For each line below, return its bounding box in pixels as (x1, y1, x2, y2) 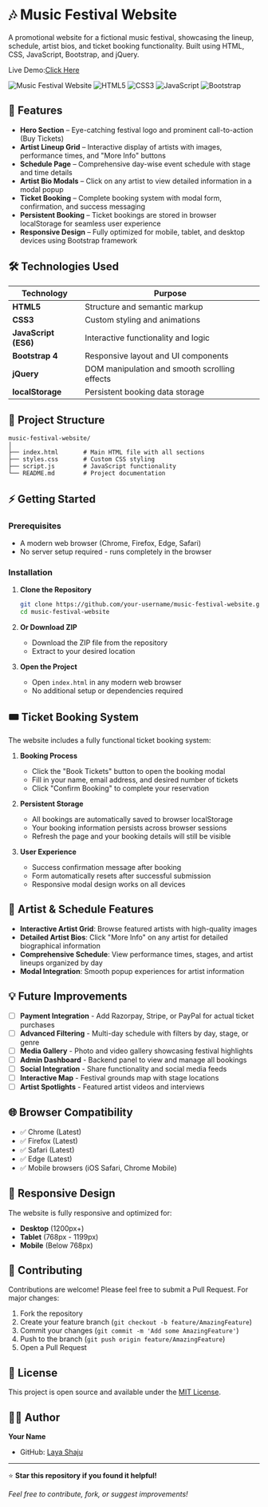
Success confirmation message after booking (31, 862, 182, 872)
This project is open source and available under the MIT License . (8, 1387, 222, 1397)
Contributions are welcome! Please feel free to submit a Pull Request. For (8, 1285, 249, 1294)
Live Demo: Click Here (8, 65, 80, 74)
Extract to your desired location (31, 647, 136, 656)
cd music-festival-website (19, 608, 110, 616)
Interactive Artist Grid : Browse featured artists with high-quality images (19, 924, 258, 933)
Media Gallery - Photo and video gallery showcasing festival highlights (19, 1046, 254, 1056)
